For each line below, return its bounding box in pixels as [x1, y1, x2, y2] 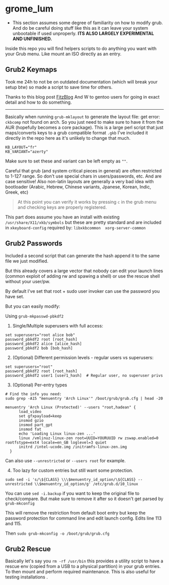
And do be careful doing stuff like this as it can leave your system [12, 25, 148, 31]
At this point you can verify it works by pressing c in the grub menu [17, 199, 157, 205]
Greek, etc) [5, 189, 29, 195]
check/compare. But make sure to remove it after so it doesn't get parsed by [5, 495, 163, 502]
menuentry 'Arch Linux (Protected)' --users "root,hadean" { [5, 404, 136, 410]
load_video [18, 409, 42, 414]
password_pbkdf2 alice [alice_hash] [5, 341, 82, 346]
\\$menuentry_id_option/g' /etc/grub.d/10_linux [34, 481, 138, 486]
